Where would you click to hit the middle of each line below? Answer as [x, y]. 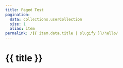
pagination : [18, 15]
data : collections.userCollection [46, 19]
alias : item [22, 29]
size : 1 [18, 24]
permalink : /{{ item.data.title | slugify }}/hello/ [62, 33]
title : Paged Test [24, 10]
